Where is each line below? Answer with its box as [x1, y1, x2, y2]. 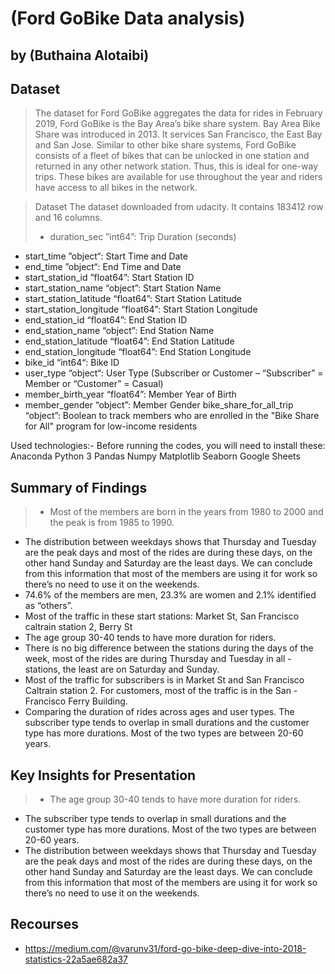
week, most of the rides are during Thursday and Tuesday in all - [24, 653, 292, 665]
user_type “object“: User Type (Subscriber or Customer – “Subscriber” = [24, 367, 324, 379]
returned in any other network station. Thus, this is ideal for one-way [34, 160, 319, 172]
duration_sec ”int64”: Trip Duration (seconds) [49, 231, 237, 243]
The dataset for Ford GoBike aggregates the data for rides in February [34, 107, 323, 119]
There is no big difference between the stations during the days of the [24, 642, 314, 654]
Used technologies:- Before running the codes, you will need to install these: [10, 440, 326, 452]
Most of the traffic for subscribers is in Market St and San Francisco [24, 674, 305, 686]
